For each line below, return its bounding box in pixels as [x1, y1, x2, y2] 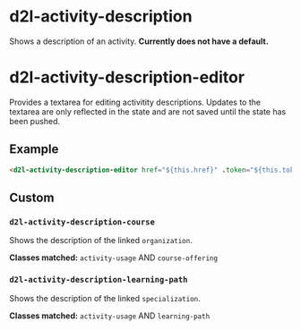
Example [9, 141, 59, 157]
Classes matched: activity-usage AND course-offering [9, 252, 218, 263]
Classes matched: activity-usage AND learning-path [9, 310, 211, 321]
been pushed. [9, 115, 61, 126]
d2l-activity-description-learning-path [9, 275, 188, 285]
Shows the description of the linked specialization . [9, 292, 202, 303]
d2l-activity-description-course [9, 216, 155, 227]
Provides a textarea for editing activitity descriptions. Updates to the [9, 97, 262, 107]
